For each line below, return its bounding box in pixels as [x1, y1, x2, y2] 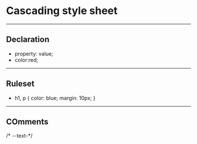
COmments [6, 116, 49, 126]
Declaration [6, 35, 50, 44]
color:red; [14, 56, 39, 63]
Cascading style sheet [6, 4, 118, 18]
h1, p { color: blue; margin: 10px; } [14, 94, 96, 101]
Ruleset [6, 79, 35, 89]
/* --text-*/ [6, 132, 33, 139]
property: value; [14, 50, 54, 57]
